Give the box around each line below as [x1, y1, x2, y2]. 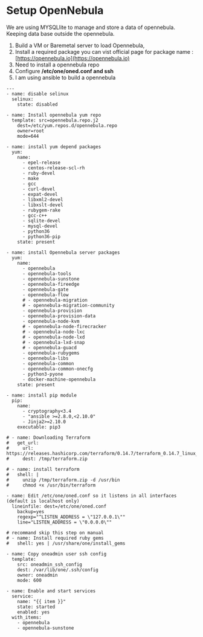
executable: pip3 [17, 424, 61, 430]
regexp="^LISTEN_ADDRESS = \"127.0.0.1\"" [17, 514, 126, 520]
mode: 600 [17, 577, 42, 583]
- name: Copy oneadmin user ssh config [6, 551, 107, 557]
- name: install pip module [6, 392, 77, 398]
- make [22, 175, 39, 181]
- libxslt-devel [22, 202, 63, 208]
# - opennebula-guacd [22, 344, 77, 351]
